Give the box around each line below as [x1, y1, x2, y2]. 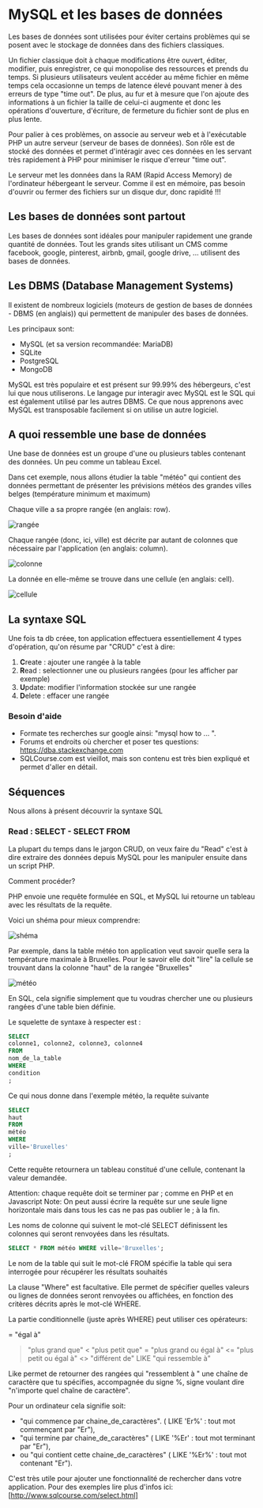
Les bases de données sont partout [8, 210, 186, 223]
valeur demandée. [8, 1173, 67, 1182]
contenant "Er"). [19, 1458, 73, 1468]
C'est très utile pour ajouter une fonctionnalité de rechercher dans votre [8, 1473, 242, 1483]
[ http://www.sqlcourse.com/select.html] [8, 1490, 138, 1500]
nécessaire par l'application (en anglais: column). [8, 544, 168, 553]
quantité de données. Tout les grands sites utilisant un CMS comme [8, 239, 228, 248]
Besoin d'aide [8, 710, 62, 722]
